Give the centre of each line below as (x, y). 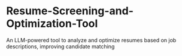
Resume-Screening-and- (70, 11)
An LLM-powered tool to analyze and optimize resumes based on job (91, 40)
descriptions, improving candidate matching (60, 46)
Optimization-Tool (52, 24)
